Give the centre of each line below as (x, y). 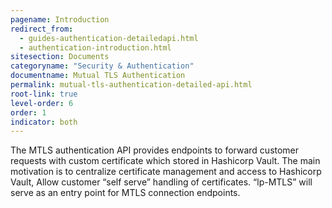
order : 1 (28, 112)
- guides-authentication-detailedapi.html (109, 38)
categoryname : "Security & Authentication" (102, 66)
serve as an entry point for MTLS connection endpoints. (125, 193)
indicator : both (44, 122)
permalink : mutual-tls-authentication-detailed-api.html (131, 85)
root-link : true (44, 94)
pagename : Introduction (60, 19)
